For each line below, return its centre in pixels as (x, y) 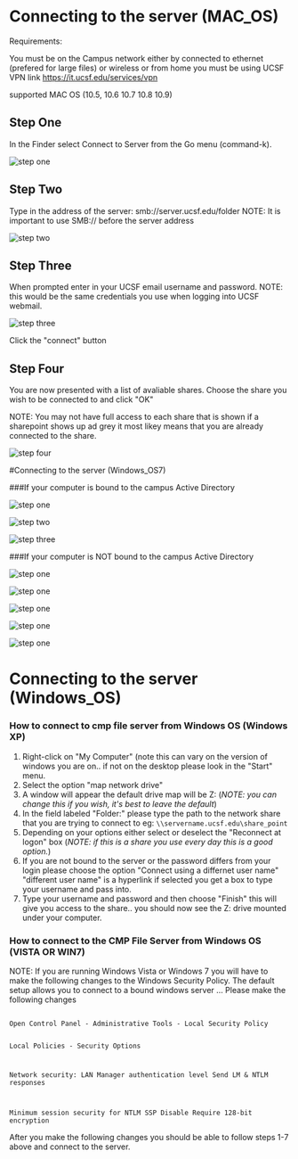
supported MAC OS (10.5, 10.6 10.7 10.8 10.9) (91, 95)
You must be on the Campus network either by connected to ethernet (137, 58)
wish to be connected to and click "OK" (81, 399)
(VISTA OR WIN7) (48, 951)
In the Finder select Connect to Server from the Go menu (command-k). (141, 144)
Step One (36, 123)
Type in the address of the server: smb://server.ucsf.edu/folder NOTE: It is (145, 210)
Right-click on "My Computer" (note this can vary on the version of (145, 756)
